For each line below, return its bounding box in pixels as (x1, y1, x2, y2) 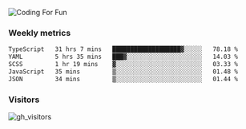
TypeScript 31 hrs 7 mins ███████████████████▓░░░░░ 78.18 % (8, 45, 239, 53)
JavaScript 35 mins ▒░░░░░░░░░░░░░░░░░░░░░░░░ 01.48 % (8, 68, 239, 76)
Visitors (8, 94, 40, 105)
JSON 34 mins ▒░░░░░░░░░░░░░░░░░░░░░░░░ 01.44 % (8, 75, 239, 83)
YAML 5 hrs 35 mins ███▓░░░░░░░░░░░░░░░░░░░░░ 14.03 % (8, 53, 239, 61)
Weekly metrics (8, 27, 71, 38)
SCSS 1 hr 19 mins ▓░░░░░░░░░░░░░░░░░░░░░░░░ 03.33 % (8, 61, 239, 68)
